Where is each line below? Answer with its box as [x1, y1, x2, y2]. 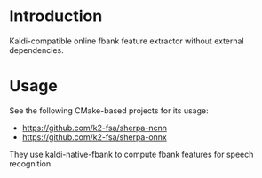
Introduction [9, 6, 103, 27]
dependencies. [9, 44, 64, 55]
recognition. [9, 158, 53, 169]
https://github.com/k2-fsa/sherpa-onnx [21, 131, 167, 143]
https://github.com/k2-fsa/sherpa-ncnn [21, 122, 167, 133]
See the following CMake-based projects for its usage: [9, 104, 209, 116]
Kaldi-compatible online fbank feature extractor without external [9, 35, 244, 46]
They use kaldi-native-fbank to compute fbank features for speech [9, 149, 254, 159]
